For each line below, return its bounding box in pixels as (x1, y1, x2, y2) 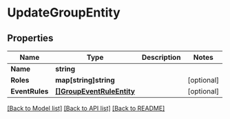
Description (141, 53, 181, 62)
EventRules (10, 87, 49, 96)
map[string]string (54, 76, 115, 85)
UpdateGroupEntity (7, 5, 121, 21)
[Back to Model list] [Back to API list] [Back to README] (7, 105, 165, 112)
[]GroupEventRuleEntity (54, 87, 136, 96)
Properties (7, 32, 54, 44)
